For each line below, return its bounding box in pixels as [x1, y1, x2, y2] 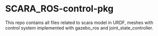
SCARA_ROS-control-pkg [5, 3, 114, 14]
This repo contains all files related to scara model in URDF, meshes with [5, 19, 153, 25]
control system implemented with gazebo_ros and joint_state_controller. [5, 24, 153, 30]
